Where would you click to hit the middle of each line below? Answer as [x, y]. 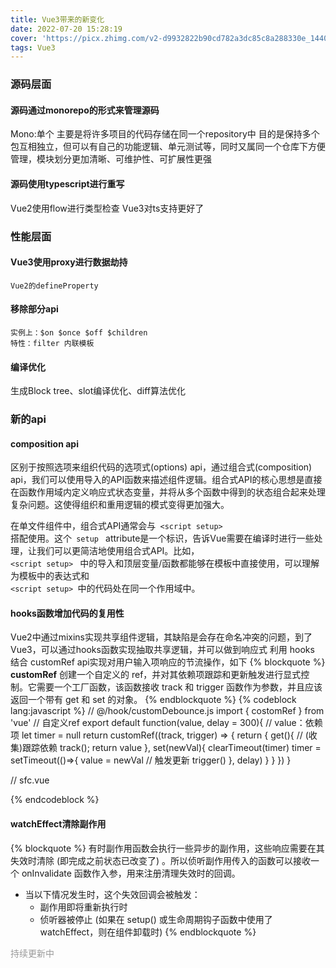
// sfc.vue [30, 780]
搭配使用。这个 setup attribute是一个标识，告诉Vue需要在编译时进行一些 [162, 538]
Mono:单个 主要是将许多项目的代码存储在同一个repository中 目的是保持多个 [165, 134]
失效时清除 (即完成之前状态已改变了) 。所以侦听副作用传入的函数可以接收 [161, 860]
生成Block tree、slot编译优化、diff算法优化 [98, 391]
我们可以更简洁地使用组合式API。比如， [118, 551]
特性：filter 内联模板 [52, 343]
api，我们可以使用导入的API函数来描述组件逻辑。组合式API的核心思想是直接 [166, 480]
